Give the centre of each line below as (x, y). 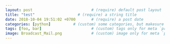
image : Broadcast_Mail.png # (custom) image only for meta (82, 33)
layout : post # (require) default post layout (83, 10)
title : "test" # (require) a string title (71, 15)
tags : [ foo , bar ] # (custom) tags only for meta (81, 29)
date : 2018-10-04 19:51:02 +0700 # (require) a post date (74, 19)
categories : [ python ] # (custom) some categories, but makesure (85, 24)
